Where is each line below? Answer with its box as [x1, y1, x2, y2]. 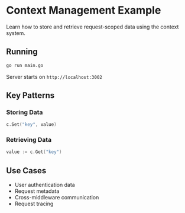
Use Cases [6, 166, 47, 176]
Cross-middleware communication [14, 194, 99, 201]
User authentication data [14, 182, 75, 189]
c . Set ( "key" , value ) [6, 122, 57, 128]
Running [6, 47, 38, 57]
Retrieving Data [6, 136, 52, 144]
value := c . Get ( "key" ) [6, 149, 62, 155]
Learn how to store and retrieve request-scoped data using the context [6, 23, 179, 30]
